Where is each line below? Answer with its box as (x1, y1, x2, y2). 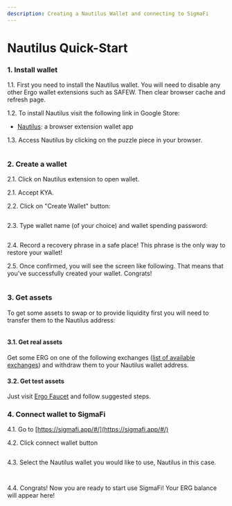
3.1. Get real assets (7, 338, 63, 346)
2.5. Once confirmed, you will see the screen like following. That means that (7, 262, 224, 270)
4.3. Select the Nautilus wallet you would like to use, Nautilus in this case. (7, 458, 217, 466)
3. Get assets (7, 293, 53, 302)
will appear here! (7, 491, 55, 500)
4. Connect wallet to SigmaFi (7, 409, 106, 419)
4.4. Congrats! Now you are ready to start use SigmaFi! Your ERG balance (7, 484, 217, 492)
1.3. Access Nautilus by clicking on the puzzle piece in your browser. (7, 136, 203, 145)
